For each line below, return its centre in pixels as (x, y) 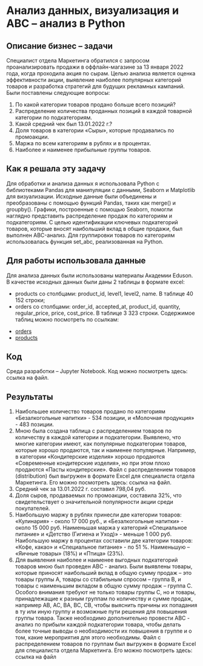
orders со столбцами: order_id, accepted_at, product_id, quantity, (98, 306)
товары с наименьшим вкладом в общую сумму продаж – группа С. (104, 586)
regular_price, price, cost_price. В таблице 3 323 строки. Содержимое (105, 313)
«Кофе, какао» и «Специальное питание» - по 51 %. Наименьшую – (102, 547)
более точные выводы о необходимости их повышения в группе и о (103, 631)
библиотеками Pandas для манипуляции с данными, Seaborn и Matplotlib (101, 190)
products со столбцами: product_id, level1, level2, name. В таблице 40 (104, 294)
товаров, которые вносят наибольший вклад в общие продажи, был (95, 228)
